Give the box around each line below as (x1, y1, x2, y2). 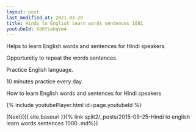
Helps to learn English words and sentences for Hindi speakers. (6, 43, 166, 50)
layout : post (6, 9, 40, 15)
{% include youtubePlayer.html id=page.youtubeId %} (6, 102, 142, 109)
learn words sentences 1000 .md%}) (6, 120, 98, 127)
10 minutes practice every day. (6, 78, 84, 85)
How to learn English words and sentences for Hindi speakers (6, 89, 162, 97)
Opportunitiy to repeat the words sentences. (6, 54, 118, 61)
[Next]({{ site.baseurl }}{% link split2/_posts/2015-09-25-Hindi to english (6, 113, 191, 120)
